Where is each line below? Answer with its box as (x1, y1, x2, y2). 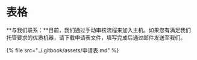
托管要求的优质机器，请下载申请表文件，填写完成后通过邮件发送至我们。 (6, 34, 186, 41)
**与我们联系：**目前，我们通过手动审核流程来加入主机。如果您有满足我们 (6, 26, 192, 34)
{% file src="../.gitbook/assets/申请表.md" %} (6, 46, 119, 54)
